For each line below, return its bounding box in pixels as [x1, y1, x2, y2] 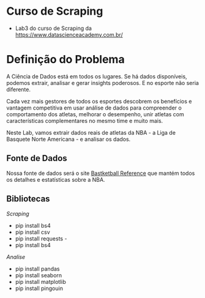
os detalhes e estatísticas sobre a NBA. [6, 176, 105, 183]
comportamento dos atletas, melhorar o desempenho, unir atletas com [6, 110, 185, 117]
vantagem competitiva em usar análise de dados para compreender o [6, 104, 182, 111]
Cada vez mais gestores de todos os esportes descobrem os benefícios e [6, 97, 192, 105]
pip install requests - [15, 234, 67, 242]
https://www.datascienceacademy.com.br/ [15, 31, 124, 38]
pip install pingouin [15, 285, 63, 292]
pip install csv [15, 228, 50, 236]
